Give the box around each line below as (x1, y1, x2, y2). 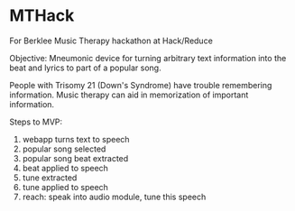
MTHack (9, 5, 75, 26)
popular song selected (22, 143, 106, 154)
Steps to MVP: (9, 116, 63, 127)
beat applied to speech (22, 162, 108, 173)
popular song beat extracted (22, 152, 129, 163)
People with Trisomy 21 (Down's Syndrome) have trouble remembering (9, 79, 272, 90)
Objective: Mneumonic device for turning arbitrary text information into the (9, 52, 287, 63)
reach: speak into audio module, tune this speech (22, 191, 207, 202)
